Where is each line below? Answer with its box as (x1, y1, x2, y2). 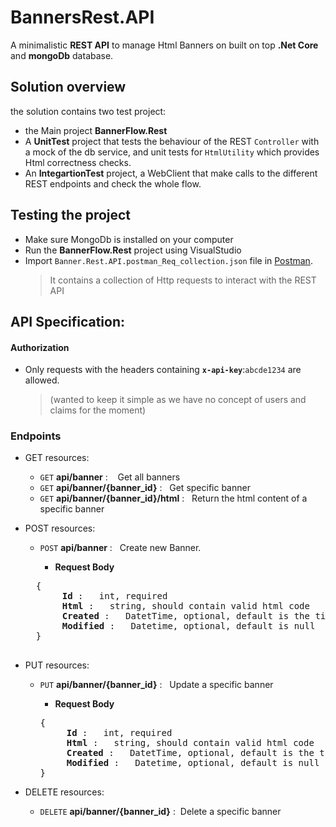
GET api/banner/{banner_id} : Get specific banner (39, 482, 251, 494)
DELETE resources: (24, 786, 105, 798)
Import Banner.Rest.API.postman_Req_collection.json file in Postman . (24, 254, 313, 266)
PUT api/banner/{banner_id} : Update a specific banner (39, 679, 274, 691)
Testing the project (10, 207, 132, 224)
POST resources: (24, 522, 96, 535)
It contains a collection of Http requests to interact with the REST (49, 274, 317, 286)
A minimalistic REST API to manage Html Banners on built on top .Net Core (10, 39, 319, 51)
